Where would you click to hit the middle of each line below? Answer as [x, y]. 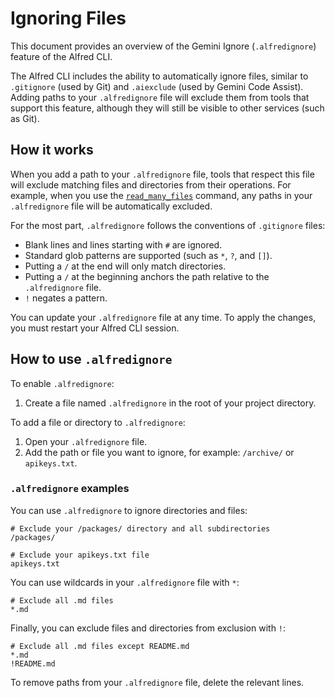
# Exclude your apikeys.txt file [80, 555]
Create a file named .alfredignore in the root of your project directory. [170, 403]
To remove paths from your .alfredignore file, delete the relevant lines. [157, 682]
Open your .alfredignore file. [86, 441]
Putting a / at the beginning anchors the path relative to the [147, 276]
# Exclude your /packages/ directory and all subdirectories [140, 528]
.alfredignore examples [70, 489]
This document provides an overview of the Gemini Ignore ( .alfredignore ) [163, 46]
